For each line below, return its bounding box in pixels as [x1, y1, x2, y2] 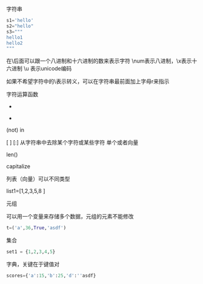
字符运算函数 [6, 90, 38, 98]
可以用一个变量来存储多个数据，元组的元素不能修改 [6, 213, 134, 220]
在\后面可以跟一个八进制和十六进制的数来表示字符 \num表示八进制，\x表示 [6, 57, 192, 65]
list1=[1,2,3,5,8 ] [6, 188, 45, 195]
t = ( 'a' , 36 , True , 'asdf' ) [6, 225, 67, 231]
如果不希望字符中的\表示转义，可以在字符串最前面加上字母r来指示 [6, 78, 170, 85]
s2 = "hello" [6, 23, 34, 29]
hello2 [6, 40, 23, 46]
